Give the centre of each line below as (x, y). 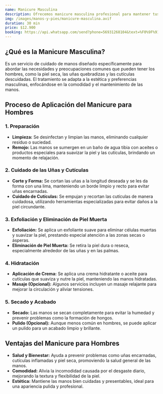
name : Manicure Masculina (31, 9)
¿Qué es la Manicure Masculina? (55, 52)
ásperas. (21, 240)
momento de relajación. (36, 158)
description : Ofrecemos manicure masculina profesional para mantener (78, 14)
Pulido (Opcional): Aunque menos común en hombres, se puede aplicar (84, 323)
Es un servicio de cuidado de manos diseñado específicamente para (73, 63)
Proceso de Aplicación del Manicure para (68, 105)
